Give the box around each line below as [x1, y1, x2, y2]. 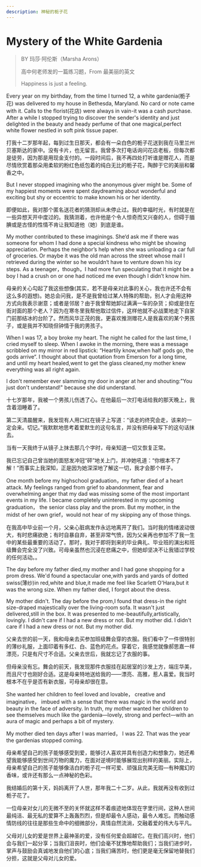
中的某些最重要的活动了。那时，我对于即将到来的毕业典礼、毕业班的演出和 [6, 538, 190, 545]
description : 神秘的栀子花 [6, 8, 68, 15]
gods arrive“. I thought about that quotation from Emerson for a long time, [6, 353, 187, 360]
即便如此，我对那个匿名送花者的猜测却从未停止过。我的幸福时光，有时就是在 [6, 206, 195, 213]
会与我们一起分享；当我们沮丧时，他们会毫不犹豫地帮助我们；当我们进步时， [6, 839, 195, 847]
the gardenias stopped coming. [6, 736, 84, 744]
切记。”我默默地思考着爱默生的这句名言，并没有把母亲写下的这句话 [26, 423, 190, 431]
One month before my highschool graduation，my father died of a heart [6, 477, 184, 484]
